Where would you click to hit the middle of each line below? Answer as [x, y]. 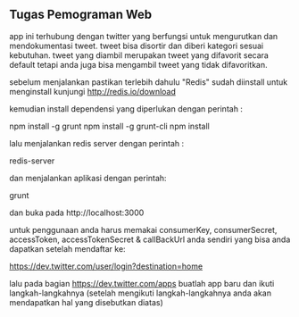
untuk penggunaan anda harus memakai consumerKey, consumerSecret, [143, 229]
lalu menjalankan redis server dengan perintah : [97, 143]
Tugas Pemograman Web [81, 15]
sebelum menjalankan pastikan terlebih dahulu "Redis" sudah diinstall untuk [149, 82]
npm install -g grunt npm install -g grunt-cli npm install [109, 126]
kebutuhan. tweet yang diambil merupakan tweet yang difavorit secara [139, 55]
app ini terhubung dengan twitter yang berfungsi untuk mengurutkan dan [144, 36]
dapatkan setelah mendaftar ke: [68, 248]
